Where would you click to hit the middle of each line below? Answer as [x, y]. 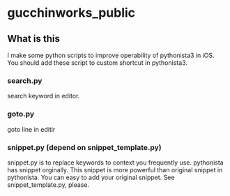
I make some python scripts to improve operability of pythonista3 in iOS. [111, 55]
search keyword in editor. [44, 96]
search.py [25, 80]
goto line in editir [31, 129]
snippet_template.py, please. [48, 184]
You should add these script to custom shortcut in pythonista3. [98, 63]
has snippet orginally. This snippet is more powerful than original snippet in [115, 169]
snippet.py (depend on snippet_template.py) [84, 147]
